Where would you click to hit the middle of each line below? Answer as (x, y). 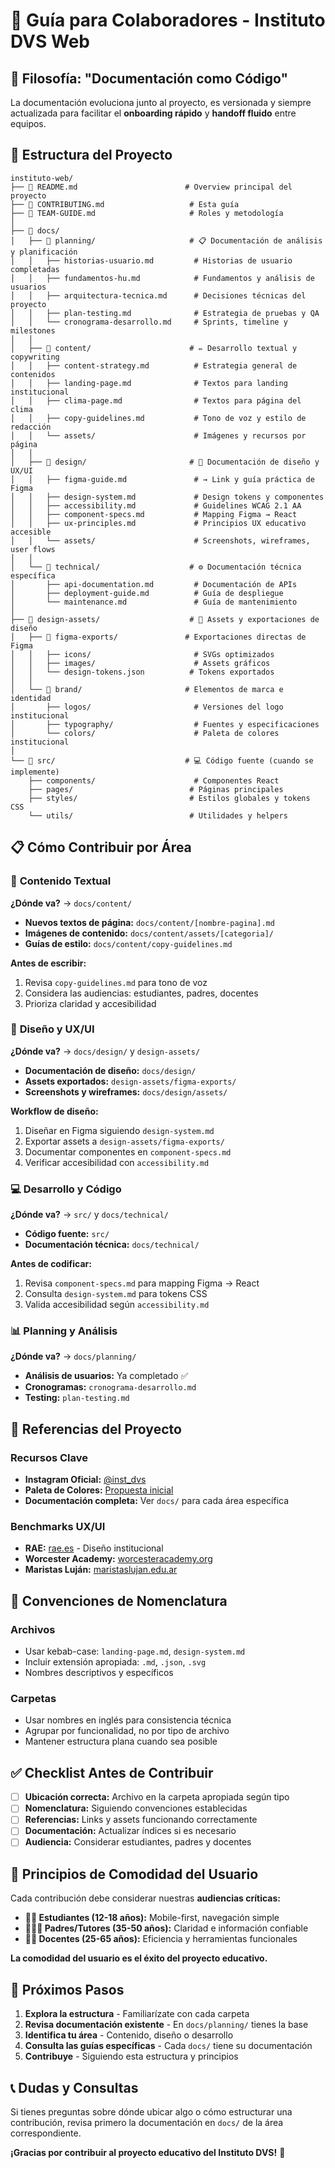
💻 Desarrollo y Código (66, 1189)
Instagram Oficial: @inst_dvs (85, 1480)
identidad (31, 698)
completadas (35, 269)
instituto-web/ (42, 178)
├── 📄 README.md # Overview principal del (151, 187)
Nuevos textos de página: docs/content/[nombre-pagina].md (149, 922)
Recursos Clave (49, 1457)
